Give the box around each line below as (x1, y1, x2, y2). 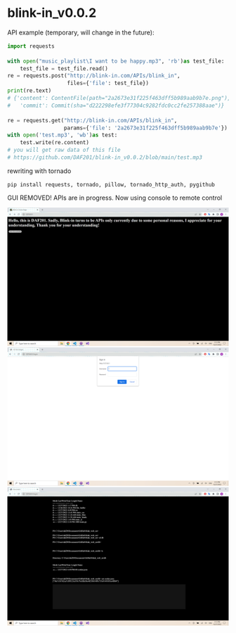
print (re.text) (7, 87, 52, 94)
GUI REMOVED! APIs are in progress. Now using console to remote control (7, 193, 223, 202)
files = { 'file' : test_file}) (67, 79, 150, 87)
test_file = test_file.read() (20, 65, 109, 72)
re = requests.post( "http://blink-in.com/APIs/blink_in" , (7, 72, 181, 79)
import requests (7, 42, 55, 50)
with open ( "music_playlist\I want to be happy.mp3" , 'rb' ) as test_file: (7, 58, 225, 65)
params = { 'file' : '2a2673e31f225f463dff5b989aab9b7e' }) (63, 124, 228, 132)
